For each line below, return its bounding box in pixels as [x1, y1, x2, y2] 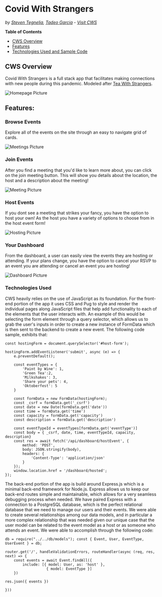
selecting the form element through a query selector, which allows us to [5, 316, 148, 322]
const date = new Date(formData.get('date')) [14, 405, 108, 409]
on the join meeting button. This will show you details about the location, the [5, 172, 158, 178]
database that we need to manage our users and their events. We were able [5, 506, 157, 512]
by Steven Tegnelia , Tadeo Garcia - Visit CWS [5, 19, 97, 25]
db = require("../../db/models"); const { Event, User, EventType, [5, 536, 145, 541]
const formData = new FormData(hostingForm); [14, 396, 108, 401]
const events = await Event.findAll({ [14, 558, 92, 563]
